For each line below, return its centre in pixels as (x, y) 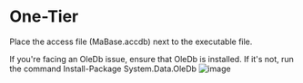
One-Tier (44, 17)
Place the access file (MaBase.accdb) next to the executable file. (131, 41)
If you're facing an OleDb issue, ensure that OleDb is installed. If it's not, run (151, 59)
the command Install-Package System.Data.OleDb (103, 69)
